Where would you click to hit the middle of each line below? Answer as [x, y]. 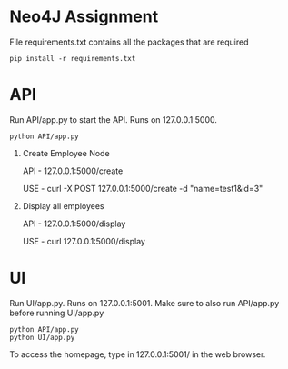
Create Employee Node [66, 153]
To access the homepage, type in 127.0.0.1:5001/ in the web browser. [138, 354]
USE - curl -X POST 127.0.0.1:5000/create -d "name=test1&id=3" [143, 188]
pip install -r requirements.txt [73, 58]
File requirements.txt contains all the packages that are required [129, 42]
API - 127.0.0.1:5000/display [74, 224]
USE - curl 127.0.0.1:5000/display [84, 241]
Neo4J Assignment [84, 17]
